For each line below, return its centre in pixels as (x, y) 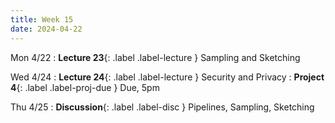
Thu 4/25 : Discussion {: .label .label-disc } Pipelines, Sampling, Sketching (162, 107)
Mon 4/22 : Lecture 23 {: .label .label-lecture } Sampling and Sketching (155, 57)
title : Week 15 (42, 19)
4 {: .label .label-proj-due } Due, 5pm (85, 87)
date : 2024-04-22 (46, 29)
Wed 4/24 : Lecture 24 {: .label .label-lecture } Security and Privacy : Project (167, 77)
